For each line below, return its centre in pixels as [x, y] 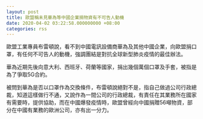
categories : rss [27, 29]
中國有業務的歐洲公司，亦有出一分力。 [64, 110]
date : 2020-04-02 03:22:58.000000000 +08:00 [63, 23]
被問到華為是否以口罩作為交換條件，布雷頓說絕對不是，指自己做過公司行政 [99, 88]
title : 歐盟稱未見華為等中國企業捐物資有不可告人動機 [65, 18]
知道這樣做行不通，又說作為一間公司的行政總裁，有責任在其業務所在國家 [107, 95]
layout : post [23, 12]
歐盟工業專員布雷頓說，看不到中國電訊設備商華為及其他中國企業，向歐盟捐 [99, 47]
